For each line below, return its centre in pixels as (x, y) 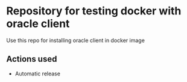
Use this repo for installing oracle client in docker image (75, 40)
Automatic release (37, 74)
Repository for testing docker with (94, 11)
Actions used (32, 59)
